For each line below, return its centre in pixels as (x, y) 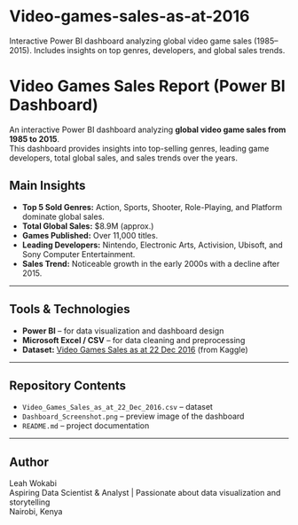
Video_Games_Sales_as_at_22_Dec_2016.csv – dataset (117, 407)
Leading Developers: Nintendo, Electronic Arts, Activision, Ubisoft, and (153, 245)
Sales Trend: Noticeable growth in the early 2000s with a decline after (151, 263)
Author (29, 462)
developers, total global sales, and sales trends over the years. (123, 158)
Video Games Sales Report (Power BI (147, 86)
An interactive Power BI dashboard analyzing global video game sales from (148, 129)
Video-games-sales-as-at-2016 (129, 16)
